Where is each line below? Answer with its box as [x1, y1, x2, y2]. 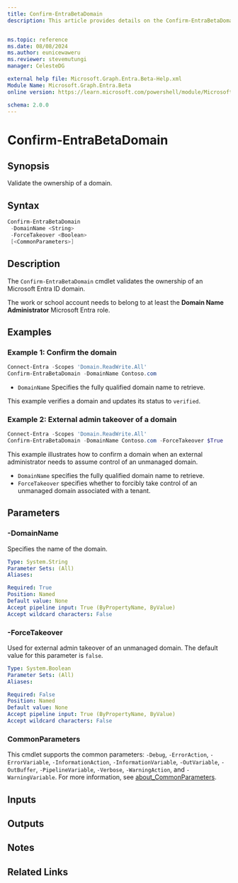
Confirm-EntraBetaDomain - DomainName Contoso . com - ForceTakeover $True [7, 438, 223, 445]
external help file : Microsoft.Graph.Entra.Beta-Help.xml [7, 75, 182, 82]
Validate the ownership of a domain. [7, 179, 113, 188]
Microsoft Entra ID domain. [7, 284, 86, 293]
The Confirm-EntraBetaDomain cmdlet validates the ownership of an [7, 276, 203, 285]
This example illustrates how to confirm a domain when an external [7, 450, 203, 458]
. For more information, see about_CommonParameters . [55, 773, 217, 781]
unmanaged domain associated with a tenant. [17, 486, 151, 494]
